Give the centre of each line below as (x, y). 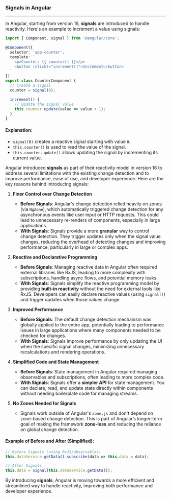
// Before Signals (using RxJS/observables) (53, 452)
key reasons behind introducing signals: (47, 184)
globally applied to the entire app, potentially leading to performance (92, 325)
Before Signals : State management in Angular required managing (89, 371)
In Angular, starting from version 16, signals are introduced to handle (77, 23)
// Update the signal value (44, 104)
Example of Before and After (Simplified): (50, 441)
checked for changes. (43, 336)
